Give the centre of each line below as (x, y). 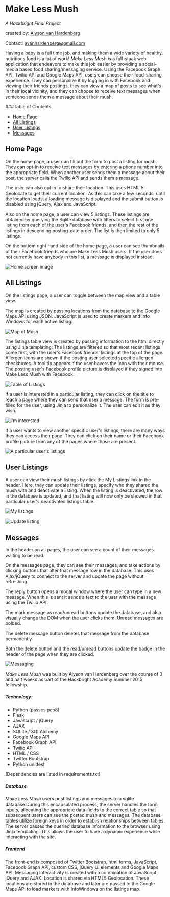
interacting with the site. (31, 837)
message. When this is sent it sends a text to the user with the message (81, 597)
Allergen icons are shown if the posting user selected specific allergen (79, 358)
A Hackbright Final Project (33, 23)
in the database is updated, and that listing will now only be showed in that (84, 496)
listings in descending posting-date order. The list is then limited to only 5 (82, 230)
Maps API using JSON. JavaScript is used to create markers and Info (78, 316)
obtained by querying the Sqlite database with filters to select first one (79, 219)
